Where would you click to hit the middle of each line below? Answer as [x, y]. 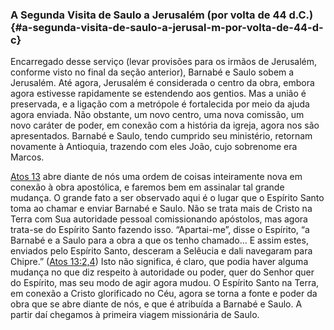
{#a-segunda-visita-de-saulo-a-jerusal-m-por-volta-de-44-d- [167, 27]
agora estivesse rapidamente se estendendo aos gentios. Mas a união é [158, 94]
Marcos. [27, 157]
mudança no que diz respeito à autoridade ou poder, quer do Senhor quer [162, 272]
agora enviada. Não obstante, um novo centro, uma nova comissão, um [157, 115]
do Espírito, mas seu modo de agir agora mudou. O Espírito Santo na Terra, [165, 283]
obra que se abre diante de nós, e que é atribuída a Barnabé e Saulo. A [156, 304]
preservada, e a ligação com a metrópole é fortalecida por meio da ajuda [160, 104]
